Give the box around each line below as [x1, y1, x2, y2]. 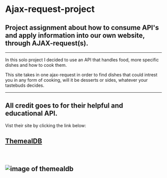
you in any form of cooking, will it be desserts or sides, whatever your [5, 77, 148, 83]
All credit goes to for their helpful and [5, 101, 123, 110]
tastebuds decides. [5, 82, 45, 88]
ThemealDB [5, 137, 42, 146]
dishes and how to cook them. [5, 62, 67, 68]
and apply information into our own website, [5, 31, 145, 39]
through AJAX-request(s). [5, 39, 88, 47]
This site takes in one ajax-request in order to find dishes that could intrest [5, 72, 158, 78]
